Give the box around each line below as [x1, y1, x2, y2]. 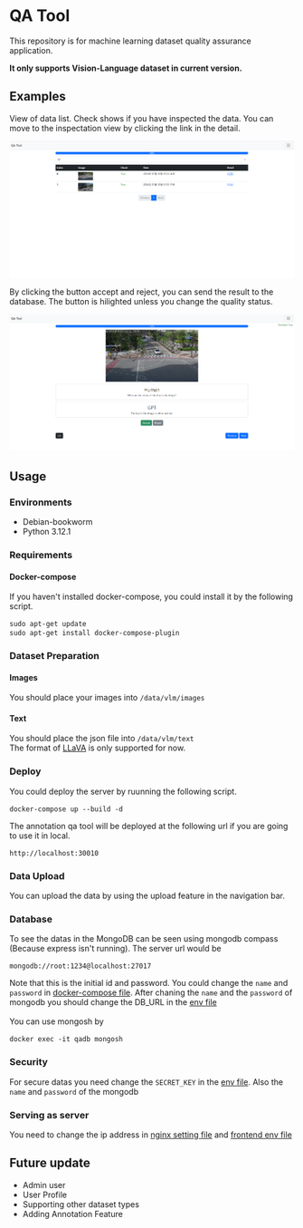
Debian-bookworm [22, 517, 93, 527]
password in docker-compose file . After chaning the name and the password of [9, 987, 293, 998]
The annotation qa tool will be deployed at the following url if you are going [9, 820, 289, 831]
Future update [9, 1155, 90, 1171]
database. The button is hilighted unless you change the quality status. [9, 296, 273, 307]
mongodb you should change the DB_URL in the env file [9, 997, 217, 1008]
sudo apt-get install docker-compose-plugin [9, 629, 180, 638]
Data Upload [9, 869, 65, 882]
